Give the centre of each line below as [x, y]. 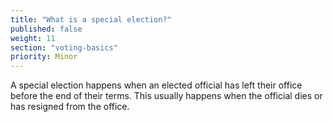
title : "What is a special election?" [91, 19]
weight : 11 [33, 38]
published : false [46, 29]
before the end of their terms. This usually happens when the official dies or [166, 96]
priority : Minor [44, 57]
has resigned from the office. [70, 107]
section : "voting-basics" [64, 47]
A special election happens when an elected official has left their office [156, 85]
